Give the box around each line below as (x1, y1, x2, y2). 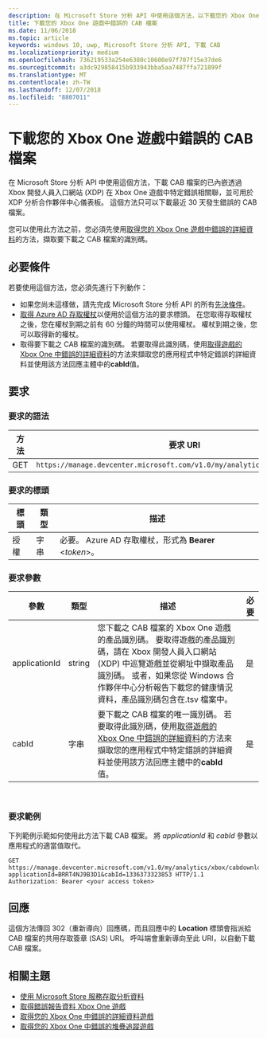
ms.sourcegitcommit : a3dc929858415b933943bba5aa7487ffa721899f (8, 64, 222, 72)
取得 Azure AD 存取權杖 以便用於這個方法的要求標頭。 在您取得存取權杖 (19, 310, 253, 319)
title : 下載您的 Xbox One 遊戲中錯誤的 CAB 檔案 (8, 19, 158, 27)
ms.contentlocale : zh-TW (8, 78, 91, 86)
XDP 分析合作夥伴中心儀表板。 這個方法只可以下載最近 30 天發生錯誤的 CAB (8, 198, 257, 207)
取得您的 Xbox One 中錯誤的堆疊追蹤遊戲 (19, 1021, 154, 1032)
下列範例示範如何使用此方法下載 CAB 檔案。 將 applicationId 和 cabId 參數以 (8, 830, 258, 840)
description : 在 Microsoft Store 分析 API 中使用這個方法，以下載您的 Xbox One (8, 11, 260, 20)
